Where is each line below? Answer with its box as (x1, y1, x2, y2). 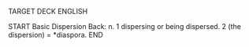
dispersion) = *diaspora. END (8, 31, 104, 39)
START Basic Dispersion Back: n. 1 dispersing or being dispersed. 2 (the (8, 22, 242, 31)
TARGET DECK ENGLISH (8, 7, 88, 16)
